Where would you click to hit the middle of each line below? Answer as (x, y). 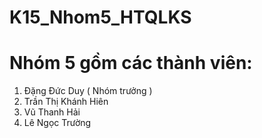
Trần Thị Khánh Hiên (66, 102)
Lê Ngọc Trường (57, 123)
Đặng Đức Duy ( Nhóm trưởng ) (88, 91)
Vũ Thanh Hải (52, 112)
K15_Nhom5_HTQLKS (100, 17)
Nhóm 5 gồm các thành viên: (131, 63)
